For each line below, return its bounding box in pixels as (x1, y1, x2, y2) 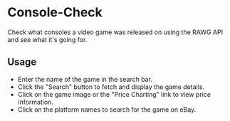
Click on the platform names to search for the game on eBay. (17, 105, 197, 114)
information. (17, 98, 53, 106)
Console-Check (7, 4, 103, 21)
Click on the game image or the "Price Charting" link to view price (17, 90, 211, 98)
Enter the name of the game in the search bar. (17, 75, 153, 83)
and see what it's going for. (7, 35, 88, 43)
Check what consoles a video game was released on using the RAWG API (7, 28, 223, 36)
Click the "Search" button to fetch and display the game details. (17, 83, 205, 91)
